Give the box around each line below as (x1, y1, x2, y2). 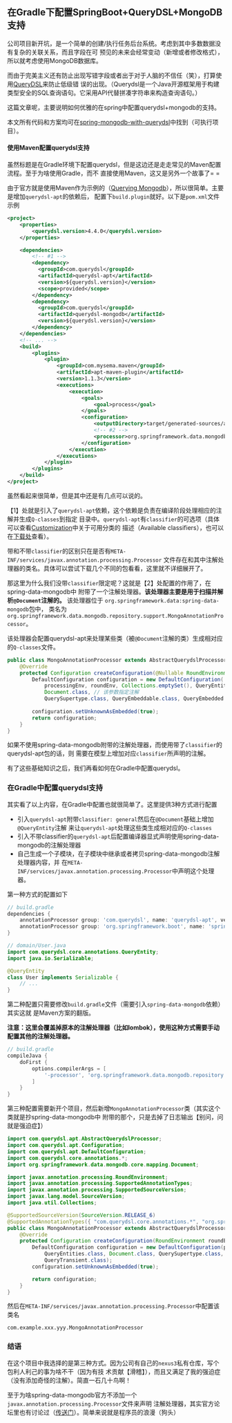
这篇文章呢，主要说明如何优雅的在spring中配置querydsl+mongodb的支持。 (7, 103, 221, 111)
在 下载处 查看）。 (7, 532, 53, 540)
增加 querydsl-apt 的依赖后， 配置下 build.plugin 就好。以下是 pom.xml (12, 192, 208, 201)
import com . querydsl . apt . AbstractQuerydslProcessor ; (7, 1135, 162, 1143)
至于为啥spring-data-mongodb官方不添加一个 (7, 1390, 137, 1399)
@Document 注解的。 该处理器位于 (13, 596, 104, 604)
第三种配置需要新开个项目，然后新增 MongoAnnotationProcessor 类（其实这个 (7, 1104, 221, 1112)
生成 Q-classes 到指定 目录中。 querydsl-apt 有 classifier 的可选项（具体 (19, 515, 220, 523)
